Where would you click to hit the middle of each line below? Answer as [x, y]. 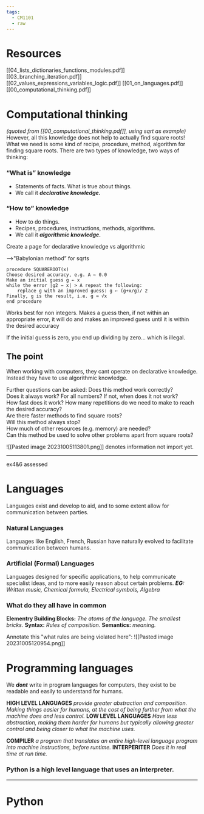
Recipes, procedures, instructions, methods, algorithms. [85, 228]
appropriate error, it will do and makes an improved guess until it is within [98, 319]
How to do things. [37, 221]
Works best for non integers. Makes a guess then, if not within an [88, 313]
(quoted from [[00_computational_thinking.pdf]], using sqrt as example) [96, 131]
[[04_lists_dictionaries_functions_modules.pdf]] [66, 70]
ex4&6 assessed [27, 464]
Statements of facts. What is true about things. [73, 186]
